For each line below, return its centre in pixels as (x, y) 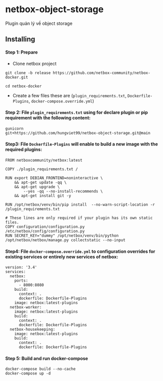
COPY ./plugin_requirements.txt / (42, 169)
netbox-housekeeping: (33, 330)
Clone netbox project (34, 63)
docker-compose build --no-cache (40, 369)
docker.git (17, 77)
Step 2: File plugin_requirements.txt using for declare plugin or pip (77, 112)
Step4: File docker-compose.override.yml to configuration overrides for (80, 251)
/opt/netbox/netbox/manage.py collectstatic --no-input (65, 240)
